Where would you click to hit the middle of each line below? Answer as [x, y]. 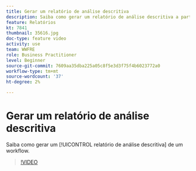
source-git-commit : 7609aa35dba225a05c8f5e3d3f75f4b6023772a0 [83, 66]
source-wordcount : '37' [35, 76]
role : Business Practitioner [41, 55]
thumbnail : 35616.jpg [32, 33]
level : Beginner [26, 60]
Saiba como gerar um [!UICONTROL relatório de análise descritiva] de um [94, 144]
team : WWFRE [20, 50]
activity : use [23, 44]
